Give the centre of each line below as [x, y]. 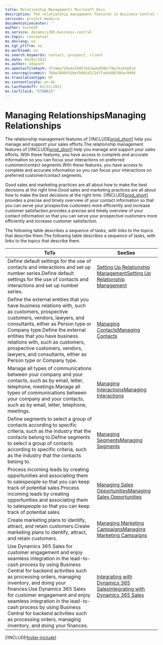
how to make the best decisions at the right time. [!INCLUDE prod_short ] [77, 195]
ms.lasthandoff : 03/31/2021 [33, 87]
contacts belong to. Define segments [49, 437]
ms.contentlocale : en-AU [30, 82]
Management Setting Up [124, 274]
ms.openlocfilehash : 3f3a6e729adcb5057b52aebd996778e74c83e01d [70, 69]
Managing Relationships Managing [76, 115]
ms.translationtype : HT [29, 78]
